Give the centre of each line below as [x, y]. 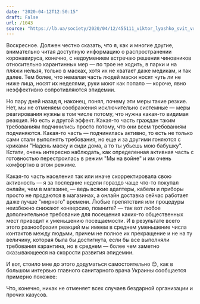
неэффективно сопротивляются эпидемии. [61, 90]
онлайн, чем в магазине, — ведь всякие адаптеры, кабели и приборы [95, 189]
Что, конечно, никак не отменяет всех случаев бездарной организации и [100, 288]
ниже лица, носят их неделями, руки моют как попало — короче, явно [96, 84]
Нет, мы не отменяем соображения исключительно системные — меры [98, 108]
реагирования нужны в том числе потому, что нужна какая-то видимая [98, 114]
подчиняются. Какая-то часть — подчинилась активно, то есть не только [100, 133]
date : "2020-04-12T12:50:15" [42, 12]
